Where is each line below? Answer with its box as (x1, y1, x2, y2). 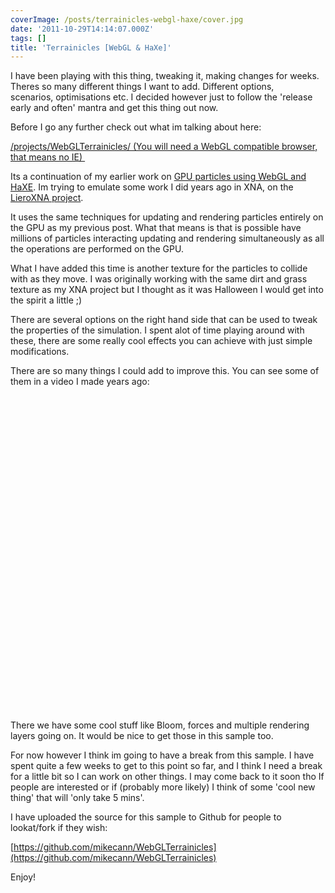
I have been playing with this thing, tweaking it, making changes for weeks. (10, 70, 320, 82)
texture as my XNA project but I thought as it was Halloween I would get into (10, 284, 324, 296)
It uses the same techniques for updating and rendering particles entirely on (10, 211, 324, 223)
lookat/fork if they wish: (10, 822, 108, 834)
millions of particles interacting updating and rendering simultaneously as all (10, 232, 325, 245)
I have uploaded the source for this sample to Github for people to (10, 811, 282, 823)
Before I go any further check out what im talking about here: (10, 121, 262, 133)
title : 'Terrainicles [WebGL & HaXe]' (10, 42, 172, 53)
